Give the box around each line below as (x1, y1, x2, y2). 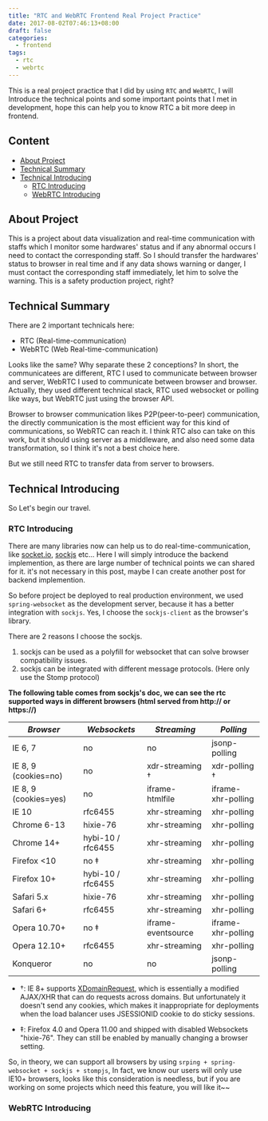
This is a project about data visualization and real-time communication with (8, 233, 255, 244)
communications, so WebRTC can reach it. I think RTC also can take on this (8, 427, 255, 436)
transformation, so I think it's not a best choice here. (8, 443, 180, 453)
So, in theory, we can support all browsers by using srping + (8, 1057, 207, 1067)
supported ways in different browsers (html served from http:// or (8, 697, 231, 706)
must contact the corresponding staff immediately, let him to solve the (8, 268, 239, 277)
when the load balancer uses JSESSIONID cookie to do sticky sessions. (19, 1009, 255, 1019)
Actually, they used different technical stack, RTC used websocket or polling (8, 385, 259, 396)
